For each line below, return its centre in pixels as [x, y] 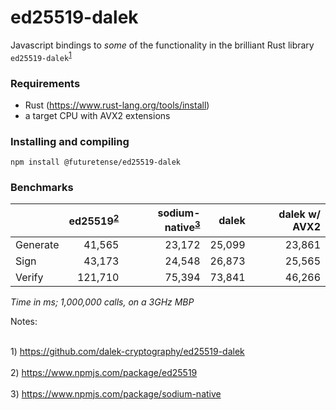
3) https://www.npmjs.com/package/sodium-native [116, 393]
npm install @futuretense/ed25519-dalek [96, 162]
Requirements [45, 83]
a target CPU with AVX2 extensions [97, 115]
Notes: [24, 321]
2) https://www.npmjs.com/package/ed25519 [104, 372]
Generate [37, 244]
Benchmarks [42, 188]
